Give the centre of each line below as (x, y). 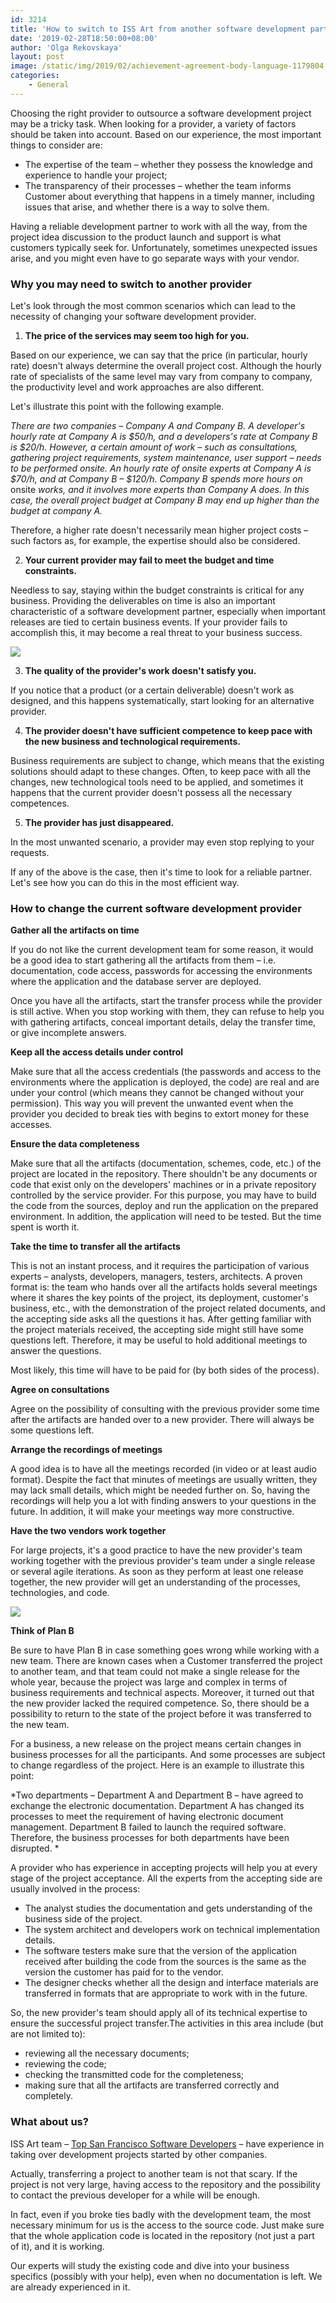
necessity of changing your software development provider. (133, 317)
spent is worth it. (45, 1227)
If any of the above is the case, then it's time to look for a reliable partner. (161, 872)
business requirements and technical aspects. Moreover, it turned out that (162, 1693)
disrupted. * (35, 1848)
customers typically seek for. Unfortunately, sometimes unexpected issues (164, 247)
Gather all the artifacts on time (75, 930)
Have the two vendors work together (88, 1531)
